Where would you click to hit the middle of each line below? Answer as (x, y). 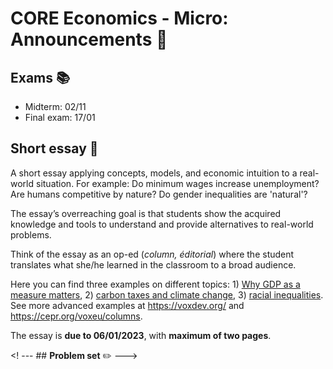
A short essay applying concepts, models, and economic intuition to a (154, 173)
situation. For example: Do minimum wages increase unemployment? (177, 183)
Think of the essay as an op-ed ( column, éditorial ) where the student (152, 254)
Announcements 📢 (89, 39)
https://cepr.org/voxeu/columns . (76, 316)
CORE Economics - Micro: (119, 18)
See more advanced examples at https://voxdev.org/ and (127, 305)
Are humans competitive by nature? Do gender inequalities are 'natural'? (159, 194)
